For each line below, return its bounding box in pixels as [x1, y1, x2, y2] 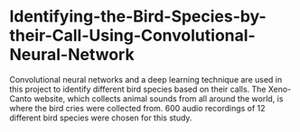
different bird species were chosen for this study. [9, 112, 192, 123]
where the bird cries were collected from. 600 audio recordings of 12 [9, 102, 266, 113]
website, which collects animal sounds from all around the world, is [33, 92, 284, 104]
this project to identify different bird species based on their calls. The [9, 84, 267, 94]
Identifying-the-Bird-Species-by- [9, 6, 267, 27]
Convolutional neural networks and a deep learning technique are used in [9, 74, 283, 84]
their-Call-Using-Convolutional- [9, 25, 256, 46]
